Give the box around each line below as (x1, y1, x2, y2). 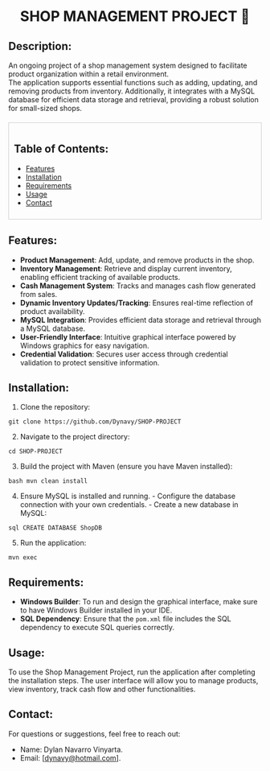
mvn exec (8, 554, 38, 562)
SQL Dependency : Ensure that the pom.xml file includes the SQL (19, 614, 231, 624)
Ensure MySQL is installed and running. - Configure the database (19, 491, 235, 501)
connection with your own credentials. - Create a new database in (19, 500, 239, 509)
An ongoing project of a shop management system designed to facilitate (8, 60, 247, 70)
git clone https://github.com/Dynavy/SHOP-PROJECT (8, 418, 182, 426)
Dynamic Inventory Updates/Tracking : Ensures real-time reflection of (19, 298, 253, 307)
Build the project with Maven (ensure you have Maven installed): (19, 462, 233, 472)
